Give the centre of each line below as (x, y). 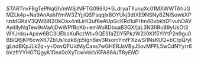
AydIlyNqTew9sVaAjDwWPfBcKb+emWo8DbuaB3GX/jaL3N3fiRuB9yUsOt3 (97, 27)
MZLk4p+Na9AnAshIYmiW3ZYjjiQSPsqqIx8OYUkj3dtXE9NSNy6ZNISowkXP (99, 15)
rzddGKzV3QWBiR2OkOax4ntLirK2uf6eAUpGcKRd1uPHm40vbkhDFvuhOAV (99, 21)
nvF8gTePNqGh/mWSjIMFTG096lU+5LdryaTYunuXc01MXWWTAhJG (107, 9)
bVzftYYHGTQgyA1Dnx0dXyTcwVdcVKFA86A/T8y (67, 52)
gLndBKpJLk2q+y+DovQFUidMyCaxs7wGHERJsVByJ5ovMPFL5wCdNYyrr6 (99, 46)
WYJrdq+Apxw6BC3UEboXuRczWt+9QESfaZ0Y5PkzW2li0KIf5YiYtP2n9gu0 (99, 34)
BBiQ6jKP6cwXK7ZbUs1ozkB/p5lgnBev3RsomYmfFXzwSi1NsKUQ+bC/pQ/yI (99, 40)
